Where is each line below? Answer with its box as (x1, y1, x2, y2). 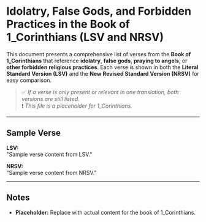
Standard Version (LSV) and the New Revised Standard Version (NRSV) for (6, 70, 199, 77)
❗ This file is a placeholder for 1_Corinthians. (21, 102, 133, 109)
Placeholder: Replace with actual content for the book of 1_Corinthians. (15, 209, 196, 216)
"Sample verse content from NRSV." (6, 169, 97, 176)
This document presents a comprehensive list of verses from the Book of (6, 50, 191, 57)
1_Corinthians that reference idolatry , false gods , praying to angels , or (6, 57, 188, 64)
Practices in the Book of (6, 17, 130, 31)
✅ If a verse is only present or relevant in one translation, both (21, 88, 179, 95)
